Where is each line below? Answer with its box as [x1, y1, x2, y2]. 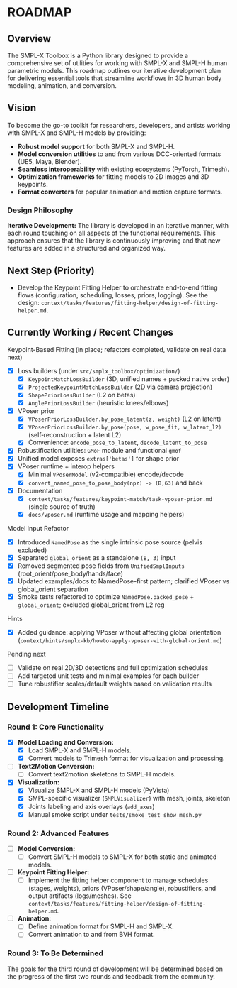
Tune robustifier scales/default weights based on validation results [17, 679, 212, 688]
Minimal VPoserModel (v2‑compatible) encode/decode [28, 470, 184, 479]
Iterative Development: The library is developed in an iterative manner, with [7, 221, 229, 230]
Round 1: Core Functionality [7, 722, 104, 732]
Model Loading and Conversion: [17, 738, 115, 747]
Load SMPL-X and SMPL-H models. [28, 746, 132, 754]
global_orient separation [17, 585, 88, 593]
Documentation [17, 486, 63, 495]
